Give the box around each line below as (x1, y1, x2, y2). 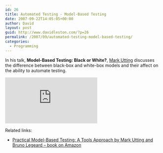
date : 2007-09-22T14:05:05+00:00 (5, 16, 74, 21)
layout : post (5, 25, 32, 30)
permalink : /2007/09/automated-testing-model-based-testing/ (5, 35, 133, 40)
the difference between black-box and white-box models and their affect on (5, 62, 159, 68)
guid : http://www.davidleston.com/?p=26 (5, 30, 89, 35)
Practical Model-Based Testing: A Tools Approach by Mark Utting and (12, 137, 153, 143)
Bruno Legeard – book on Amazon (12, 142, 81, 148)
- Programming (9, 44, 38, 49)
